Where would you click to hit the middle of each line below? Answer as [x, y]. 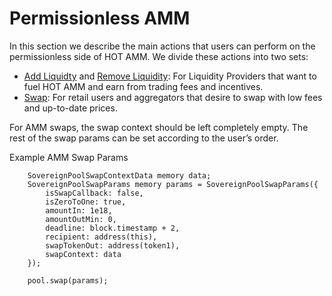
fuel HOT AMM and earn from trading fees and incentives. [143, 86]
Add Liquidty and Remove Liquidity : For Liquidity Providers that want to [170, 76]
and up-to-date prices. [70, 108]
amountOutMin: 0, [81, 219]
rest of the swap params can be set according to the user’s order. [144, 138]
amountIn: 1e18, [79, 210]
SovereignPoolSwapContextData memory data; [119, 175]
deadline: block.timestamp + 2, [113, 228]
